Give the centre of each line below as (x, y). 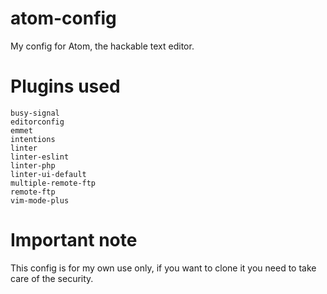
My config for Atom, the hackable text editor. (102, 46)
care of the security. (52, 278)
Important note (74, 240)
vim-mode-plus (40, 200)
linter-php (33, 165)
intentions (33, 139)
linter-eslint (40, 157)
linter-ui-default (48, 174)
